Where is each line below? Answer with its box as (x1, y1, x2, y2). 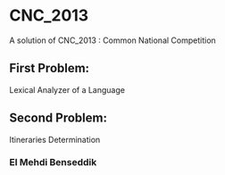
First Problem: (9, 61, 90, 76)
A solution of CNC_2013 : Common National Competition (9, 35, 216, 46)
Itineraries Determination (9, 134, 101, 145)
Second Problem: (9, 111, 107, 126)
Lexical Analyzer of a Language (9, 84, 125, 95)
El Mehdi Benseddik (9, 156, 97, 169)
